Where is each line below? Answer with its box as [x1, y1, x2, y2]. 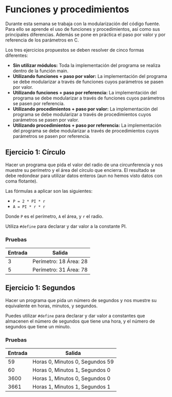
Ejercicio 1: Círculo [5, 148, 66, 157]
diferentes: [5, 52, 28, 58]
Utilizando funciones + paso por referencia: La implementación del [12, 89, 157, 95]
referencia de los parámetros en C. [5, 37, 79, 43]
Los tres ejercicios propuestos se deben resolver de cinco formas [5, 47, 144, 53]
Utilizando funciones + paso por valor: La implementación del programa [12, 73, 167, 79]
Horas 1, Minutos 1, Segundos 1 [32, 383, 111, 390]
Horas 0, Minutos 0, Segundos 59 [32, 358, 114, 365]
